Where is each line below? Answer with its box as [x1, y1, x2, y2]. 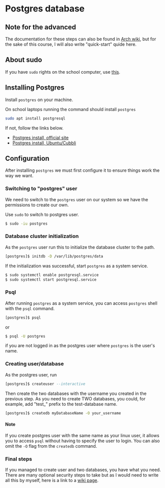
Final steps [5, 455, 32, 462]
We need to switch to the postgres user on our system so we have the [5, 196, 148, 202]
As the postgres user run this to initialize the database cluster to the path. [5, 244, 155, 250]
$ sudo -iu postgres [5, 221, 48, 226]
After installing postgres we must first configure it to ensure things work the [5, 167, 160, 173]
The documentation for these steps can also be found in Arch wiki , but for [5, 36, 157, 42]
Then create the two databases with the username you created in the [5, 390, 147, 396]
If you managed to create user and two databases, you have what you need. [5, 467, 161, 473]
